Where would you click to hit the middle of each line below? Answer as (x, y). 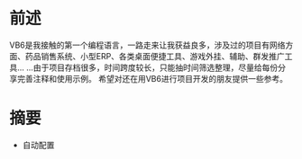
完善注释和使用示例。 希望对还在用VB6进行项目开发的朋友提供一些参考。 (152, 78)
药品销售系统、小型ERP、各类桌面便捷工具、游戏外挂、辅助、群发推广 (155, 56)
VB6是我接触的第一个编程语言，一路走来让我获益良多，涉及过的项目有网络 (147, 45)
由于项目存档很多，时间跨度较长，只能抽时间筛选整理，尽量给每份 (156, 67)
